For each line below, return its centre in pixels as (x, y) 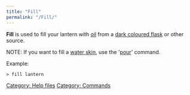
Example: (18, 64)
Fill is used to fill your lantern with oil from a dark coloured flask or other (95, 34)
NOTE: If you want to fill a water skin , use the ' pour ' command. (83, 52)
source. (16, 40)
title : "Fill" (24, 12)
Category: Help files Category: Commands (59, 85)
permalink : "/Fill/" (32, 17)
